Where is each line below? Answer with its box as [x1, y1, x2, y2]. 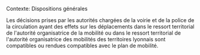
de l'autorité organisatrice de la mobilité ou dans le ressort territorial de [6, 29, 181, 36]
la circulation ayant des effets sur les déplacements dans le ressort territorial [6, 23, 195, 30]
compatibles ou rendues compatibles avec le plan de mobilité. [6, 42, 159, 49]
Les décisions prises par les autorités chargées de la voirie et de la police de [6, 17, 195, 23]
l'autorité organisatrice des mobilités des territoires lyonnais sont [6, 36, 166, 42]
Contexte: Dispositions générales [6, 5, 88, 12]
